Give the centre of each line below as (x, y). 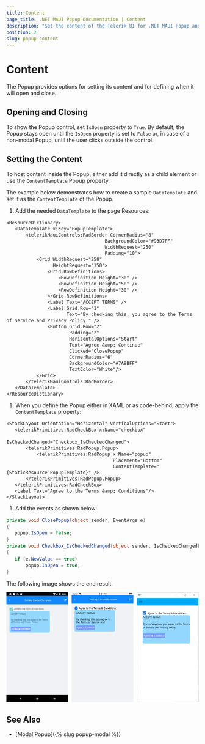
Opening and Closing (47, 112)
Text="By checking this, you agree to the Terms (129, 314)
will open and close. (31, 93)
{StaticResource (27, 473)
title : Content (26, 13)
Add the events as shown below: (56, 508)
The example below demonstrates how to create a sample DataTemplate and (102, 192)
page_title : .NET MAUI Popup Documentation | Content (76, 19)
